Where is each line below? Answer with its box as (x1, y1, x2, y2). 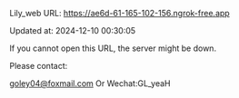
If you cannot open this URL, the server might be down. (9, 43, 216, 54)
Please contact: (9, 61, 68, 71)
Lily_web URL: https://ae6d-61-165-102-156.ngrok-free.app (9, 8, 230, 18)
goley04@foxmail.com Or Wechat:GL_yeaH (9, 78, 171, 89)
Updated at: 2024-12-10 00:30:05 (9, 25, 136, 35)
